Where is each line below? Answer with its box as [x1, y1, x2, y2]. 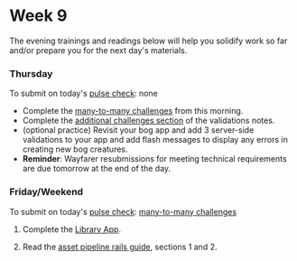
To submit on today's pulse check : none [9, 88, 158, 99]
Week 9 [9, 5, 68, 26]
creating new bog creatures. [22, 144, 128, 154]
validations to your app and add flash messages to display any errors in [22, 135, 289, 145]
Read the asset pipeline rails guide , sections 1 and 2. [22, 241, 218, 252]
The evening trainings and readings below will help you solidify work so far [9, 35, 288, 46]
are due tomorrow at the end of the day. [22, 163, 172, 174]
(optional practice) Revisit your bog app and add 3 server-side [22, 125, 255, 135]
